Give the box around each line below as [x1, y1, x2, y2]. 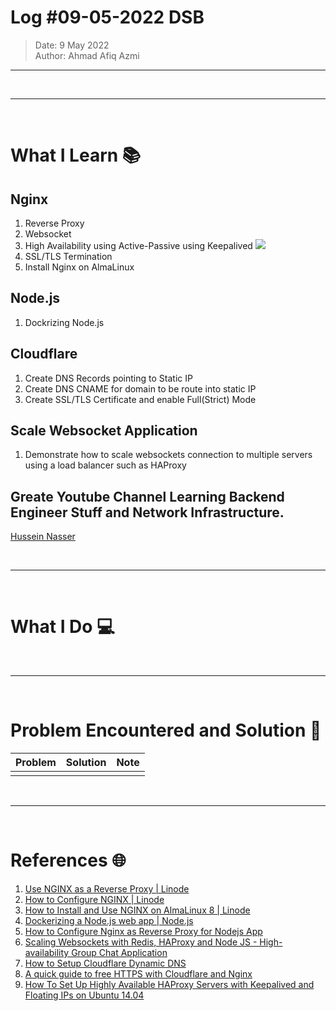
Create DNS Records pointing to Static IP [24, 372, 193, 384]
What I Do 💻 [10, 616, 115, 638]
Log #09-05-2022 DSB [10, 6, 205, 29]
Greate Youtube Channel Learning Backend [10, 488, 285, 505]
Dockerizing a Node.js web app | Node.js [24, 915, 194, 926]
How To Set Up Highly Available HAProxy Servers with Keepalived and [24, 979, 315, 990]
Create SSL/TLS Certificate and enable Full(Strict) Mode [24, 393, 257, 405]
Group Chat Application [71, 947, 168, 958]
